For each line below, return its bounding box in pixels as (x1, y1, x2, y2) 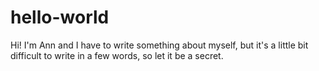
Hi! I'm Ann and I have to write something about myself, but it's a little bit (10, 39, 309, 51)
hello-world (10, 6, 110, 29)
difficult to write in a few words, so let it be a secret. (10, 49, 224, 61)
